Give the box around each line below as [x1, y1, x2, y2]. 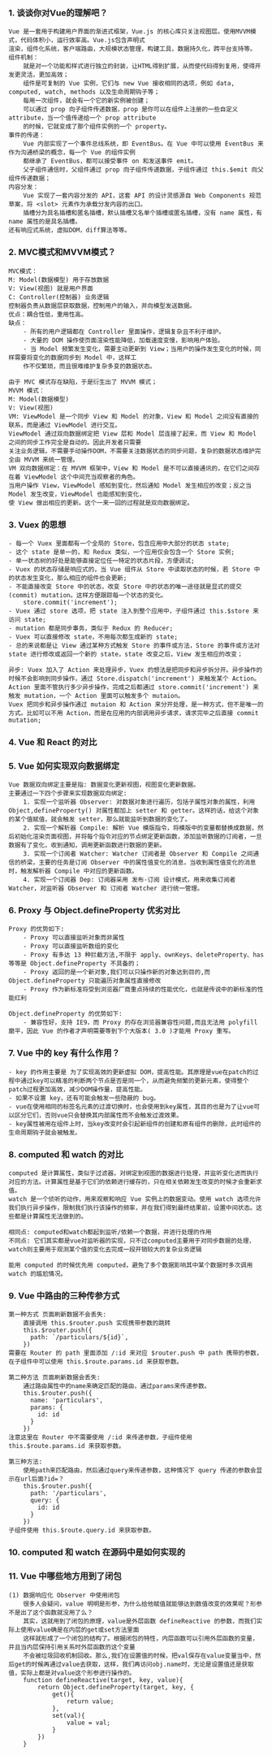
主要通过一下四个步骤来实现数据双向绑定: [8, 790, 127, 798]
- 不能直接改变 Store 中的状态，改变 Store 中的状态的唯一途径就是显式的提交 [8, 583, 242, 591]
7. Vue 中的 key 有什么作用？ [8, 1047, 120, 1059]
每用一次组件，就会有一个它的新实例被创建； [23, 97, 150, 105]
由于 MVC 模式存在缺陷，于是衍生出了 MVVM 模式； [8, 378, 158, 386]
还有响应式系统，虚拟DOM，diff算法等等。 [8, 226, 132, 235]
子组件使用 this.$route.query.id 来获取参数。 [8, 1526, 156, 1535]
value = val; [66, 1719, 111, 1727]
